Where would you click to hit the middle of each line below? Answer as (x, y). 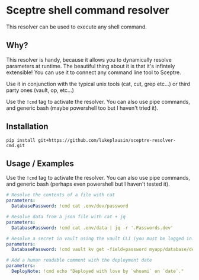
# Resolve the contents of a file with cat (61, 195)
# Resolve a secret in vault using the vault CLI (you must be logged (95, 238)
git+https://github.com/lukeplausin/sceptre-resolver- (107, 140)
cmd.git (16, 145)
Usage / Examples (40, 163)
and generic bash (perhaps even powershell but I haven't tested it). (88, 184)
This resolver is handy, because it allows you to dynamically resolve (89, 59)
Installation (27, 127)
